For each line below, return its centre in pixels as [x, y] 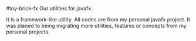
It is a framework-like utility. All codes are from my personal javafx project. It [98, 19]
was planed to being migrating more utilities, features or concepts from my [96, 26]
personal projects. [28, 32]
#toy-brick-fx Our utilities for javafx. [49, 8]
